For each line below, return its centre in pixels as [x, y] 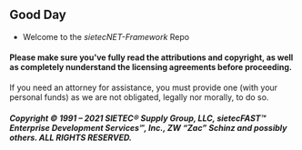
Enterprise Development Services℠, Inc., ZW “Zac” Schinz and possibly [148, 127]
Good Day [38, 15]
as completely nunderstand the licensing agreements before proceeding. [151, 67]
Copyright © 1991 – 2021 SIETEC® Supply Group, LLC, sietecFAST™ [138, 118]
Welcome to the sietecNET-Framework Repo [106, 36]
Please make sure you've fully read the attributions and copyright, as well [151, 57]
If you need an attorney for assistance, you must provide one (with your [144, 88]
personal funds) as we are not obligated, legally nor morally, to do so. [139, 97]
